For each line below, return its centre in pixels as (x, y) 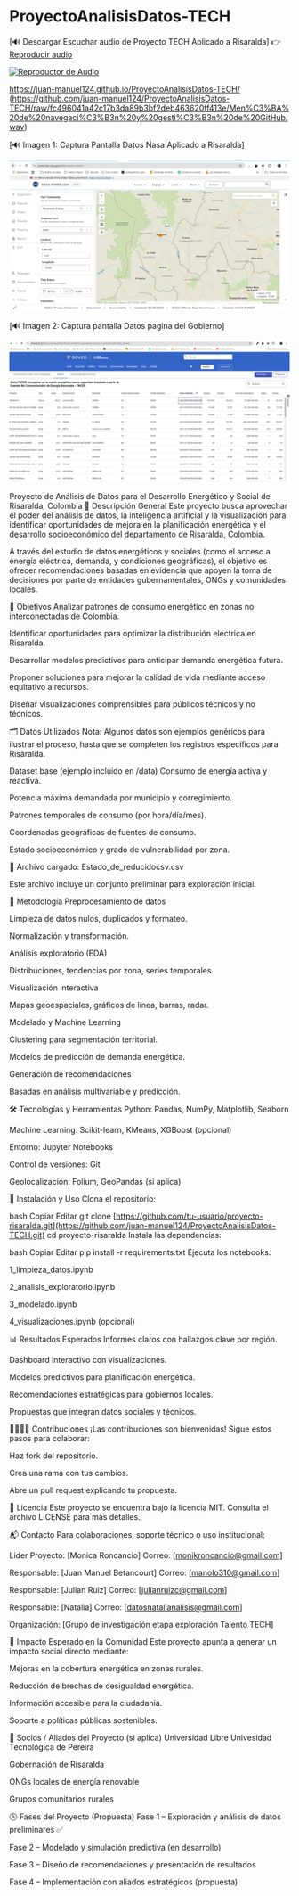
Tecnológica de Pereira (52, 1747)
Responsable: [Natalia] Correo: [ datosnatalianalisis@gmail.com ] (126, 1607)
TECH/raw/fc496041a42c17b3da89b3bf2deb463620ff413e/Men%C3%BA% (149, 108)
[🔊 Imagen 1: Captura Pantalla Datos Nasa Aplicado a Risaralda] (127, 144)
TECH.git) (27, 1235)
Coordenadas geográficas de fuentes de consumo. (103, 833)
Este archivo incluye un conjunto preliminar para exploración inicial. (133, 884)
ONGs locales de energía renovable (74, 1782)
